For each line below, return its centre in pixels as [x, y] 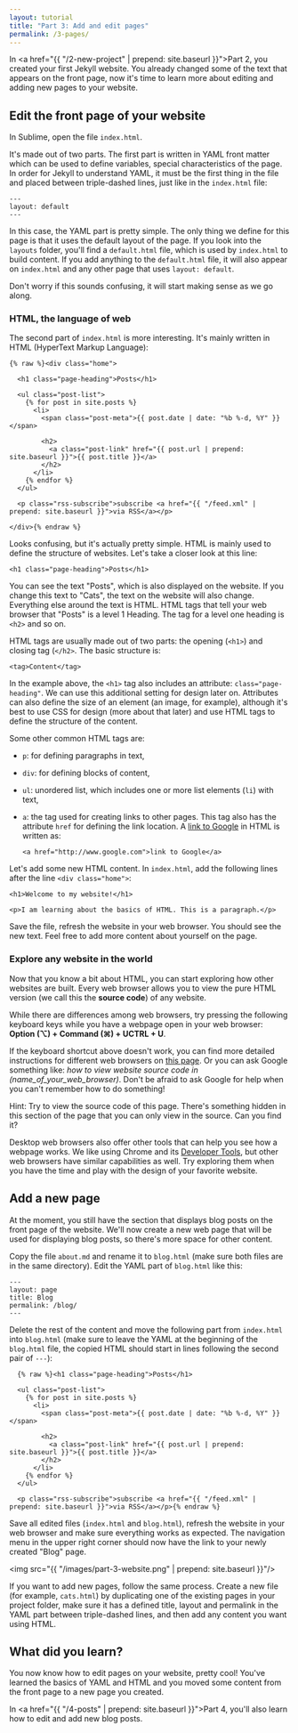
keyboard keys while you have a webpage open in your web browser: [136, 1024]
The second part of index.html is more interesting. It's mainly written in [140, 338]
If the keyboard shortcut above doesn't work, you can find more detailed [142, 1050]
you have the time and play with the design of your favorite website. [133, 1170]
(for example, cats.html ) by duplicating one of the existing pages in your [142, 1595]
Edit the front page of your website [108, 115]
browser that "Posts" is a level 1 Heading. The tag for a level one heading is [147, 614]
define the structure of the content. [73, 721]
